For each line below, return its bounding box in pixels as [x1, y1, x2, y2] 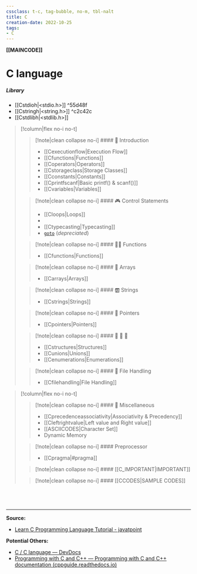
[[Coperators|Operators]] [43, 161, 105, 168]
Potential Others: [6, 538, 49, 545]
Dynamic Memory [43, 432, 87, 439]
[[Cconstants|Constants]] [43, 173, 106, 180]
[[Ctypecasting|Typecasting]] [43, 224, 116, 231]
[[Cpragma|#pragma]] [43, 454, 98, 461]
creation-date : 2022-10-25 [6, 19, 72, 25]
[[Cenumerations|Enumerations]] [43, 356, 124, 363]
